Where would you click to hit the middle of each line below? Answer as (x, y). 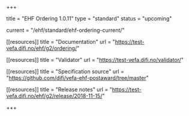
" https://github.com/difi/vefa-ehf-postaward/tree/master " (77, 78)
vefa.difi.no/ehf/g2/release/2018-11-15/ (54, 96)
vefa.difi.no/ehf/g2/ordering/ (42, 48)
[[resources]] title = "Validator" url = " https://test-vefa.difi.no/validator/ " (95, 60)
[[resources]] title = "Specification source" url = (65, 72)
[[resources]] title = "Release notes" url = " (59, 90)
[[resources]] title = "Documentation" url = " (61, 42)
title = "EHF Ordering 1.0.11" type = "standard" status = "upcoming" (89, 18)
